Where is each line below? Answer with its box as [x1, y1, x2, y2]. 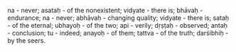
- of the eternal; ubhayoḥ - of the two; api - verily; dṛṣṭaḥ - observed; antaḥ [7, 21, 228, 29]
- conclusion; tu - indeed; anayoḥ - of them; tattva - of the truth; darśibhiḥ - [7, 28, 229, 37]
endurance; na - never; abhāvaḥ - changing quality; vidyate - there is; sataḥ [7, 14, 230, 22]
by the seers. [7, 36, 46, 45]
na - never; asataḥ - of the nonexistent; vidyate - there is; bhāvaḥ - [7, 6, 203, 14]
